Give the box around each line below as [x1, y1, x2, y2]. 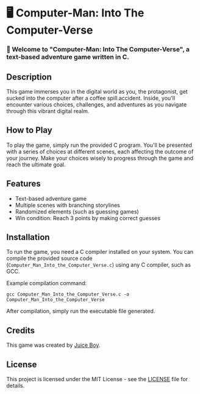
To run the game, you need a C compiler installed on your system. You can [6, 248, 194, 256]
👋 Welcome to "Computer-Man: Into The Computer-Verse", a [6, 45, 190, 54]
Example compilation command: [6, 280, 87, 287]
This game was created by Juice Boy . [6, 341, 101, 349]
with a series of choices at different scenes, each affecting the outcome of [6, 147, 194, 155]
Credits [6, 325, 35, 335]
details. [6, 382, 25, 389]
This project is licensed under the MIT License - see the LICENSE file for [6, 375, 188, 382]
